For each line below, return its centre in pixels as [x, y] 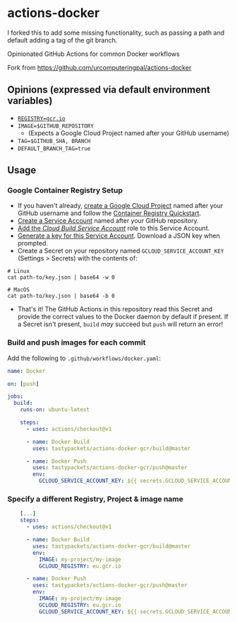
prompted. [32, 243]
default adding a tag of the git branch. [62, 40]
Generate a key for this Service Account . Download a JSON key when [119, 236]
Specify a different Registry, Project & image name [95, 499]
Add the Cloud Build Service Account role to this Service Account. [114, 229]
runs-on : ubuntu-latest [55, 410]
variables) [30, 101]
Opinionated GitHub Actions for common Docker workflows [93, 54]
